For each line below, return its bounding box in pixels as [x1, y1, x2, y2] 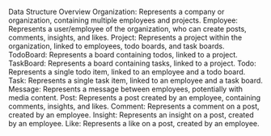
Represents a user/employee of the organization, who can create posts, [8, 24, 247, 33]
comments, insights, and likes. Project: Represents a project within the [8, 32, 243, 42]
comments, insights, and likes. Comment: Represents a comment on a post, [8, 101, 260, 111]
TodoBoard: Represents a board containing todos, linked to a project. [8, 50, 239, 59]
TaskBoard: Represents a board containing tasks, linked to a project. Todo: [8, 58, 256, 68]
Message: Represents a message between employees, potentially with [8, 84, 243, 94]
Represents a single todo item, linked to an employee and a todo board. [8, 67, 246, 76]
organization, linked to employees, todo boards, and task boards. [8, 41, 225, 51]
